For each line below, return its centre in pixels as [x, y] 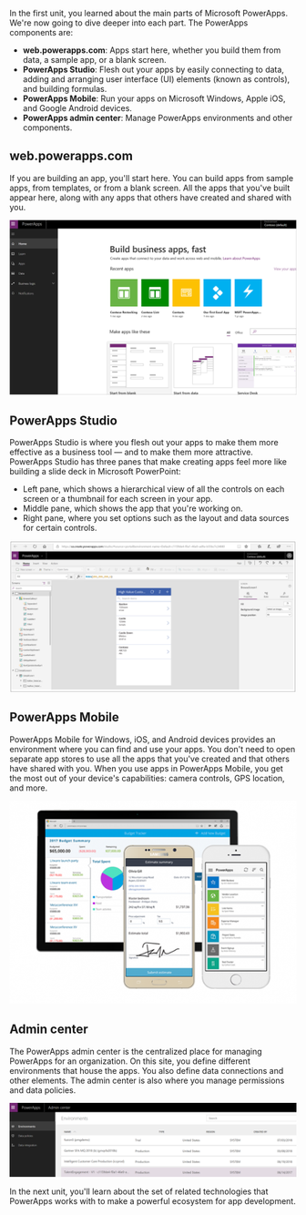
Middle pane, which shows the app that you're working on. [133, 508]
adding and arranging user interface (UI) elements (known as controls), [156, 79]
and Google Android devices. [77, 108]
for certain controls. [60, 528]
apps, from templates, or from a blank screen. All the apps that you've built [150, 188]
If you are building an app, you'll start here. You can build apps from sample [152, 178]
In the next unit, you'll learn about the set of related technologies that [139, 1191]
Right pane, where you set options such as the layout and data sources [156, 518]
